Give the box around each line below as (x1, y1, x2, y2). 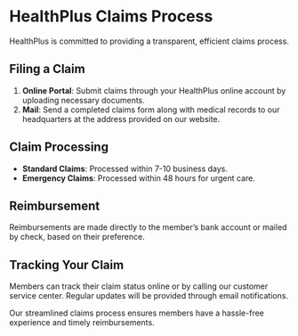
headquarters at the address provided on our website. (21, 113, 221, 124)
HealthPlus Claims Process (9, 6, 213, 27)
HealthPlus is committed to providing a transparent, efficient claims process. (9, 36, 289, 46)
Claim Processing (9, 140, 109, 155)
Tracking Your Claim (9, 257, 125, 273)
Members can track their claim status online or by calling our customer (9, 281, 269, 291)
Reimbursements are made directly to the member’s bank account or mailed (9, 222, 287, 233)
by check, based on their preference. (9, 232, 145, 242)
